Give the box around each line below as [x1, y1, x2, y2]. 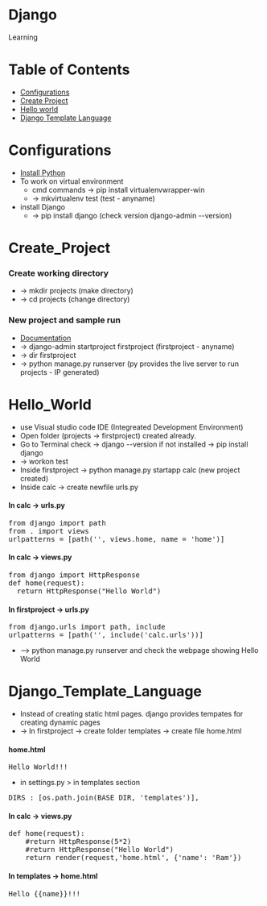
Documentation [19, 333, 72, 343]
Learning [8, 32, 39, 42]
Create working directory [8, 268, 109, 279]
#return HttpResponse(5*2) [25, 837, 132, 846]
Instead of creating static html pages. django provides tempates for [19, 709, 244, 719]
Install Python [19, 168, 66, 177]
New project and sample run [8, 314, 121, 326]
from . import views [8, 526, 90, 535]
